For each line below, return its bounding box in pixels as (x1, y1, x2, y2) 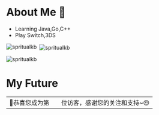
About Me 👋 (6, 5, 66, 19)
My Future (6, 76, 58, 90)
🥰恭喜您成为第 (9, 98, 50, 107)
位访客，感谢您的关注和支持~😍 (61, 98, 150, 107)
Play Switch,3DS (14, 31, 56, 38)
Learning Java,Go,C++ (14, 25, 71, 32)
